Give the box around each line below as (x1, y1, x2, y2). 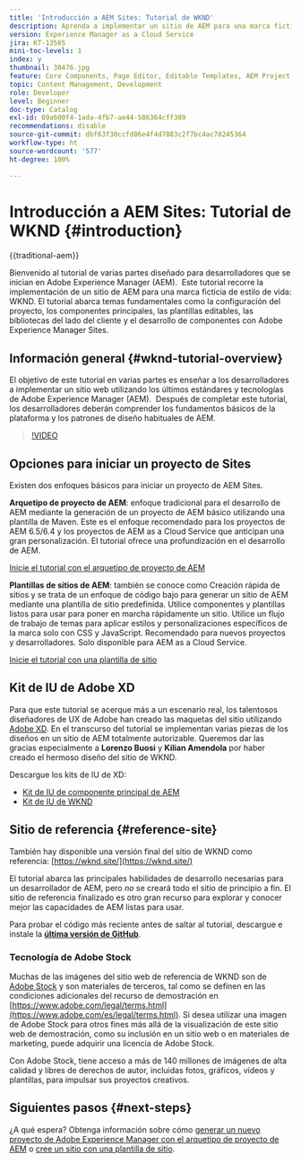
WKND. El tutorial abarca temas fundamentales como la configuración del (9, 296, 280, 307)
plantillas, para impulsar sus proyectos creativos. (9, 1074, 190, 1085)
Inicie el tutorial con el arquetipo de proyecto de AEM (9, 563, 206, 573)
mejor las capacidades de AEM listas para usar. (9, 901, 185, 912)
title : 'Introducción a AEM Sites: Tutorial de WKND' (9, 13, 215, 22)
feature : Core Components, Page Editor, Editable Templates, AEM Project (9, 72, 291, 81)
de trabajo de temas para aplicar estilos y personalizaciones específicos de (9, 618, 288, 629)
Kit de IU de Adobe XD (9, 680, 135, 695)
